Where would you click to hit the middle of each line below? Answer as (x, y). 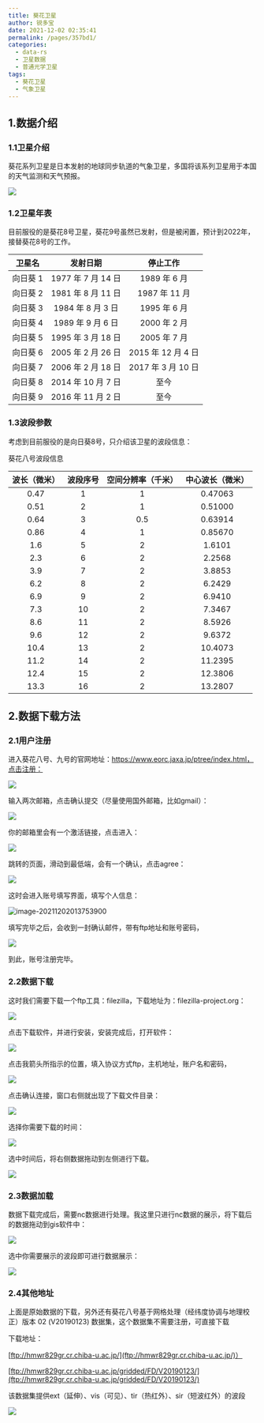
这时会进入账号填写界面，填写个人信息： (74, 896)
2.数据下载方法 (45, 716)
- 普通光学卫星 (37, 67)
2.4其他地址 (31, 1293)
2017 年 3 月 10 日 (164, 367)
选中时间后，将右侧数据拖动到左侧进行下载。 (81, 1158)
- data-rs (31, 52)
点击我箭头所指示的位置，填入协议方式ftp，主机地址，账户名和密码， (119, 1063)
